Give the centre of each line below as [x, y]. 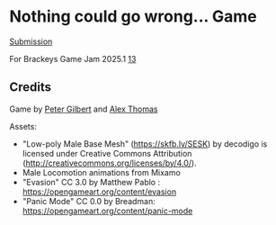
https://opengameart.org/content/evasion [99, 192]
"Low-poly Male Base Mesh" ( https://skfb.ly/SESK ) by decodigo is [145, 144]
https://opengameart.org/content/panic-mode [107, 211]
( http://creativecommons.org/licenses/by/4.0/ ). [109, 163]
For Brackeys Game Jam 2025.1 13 [73, 58]
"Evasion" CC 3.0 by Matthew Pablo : [91, 182]
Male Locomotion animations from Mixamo [102, 172]
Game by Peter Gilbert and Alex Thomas [84, 109]
